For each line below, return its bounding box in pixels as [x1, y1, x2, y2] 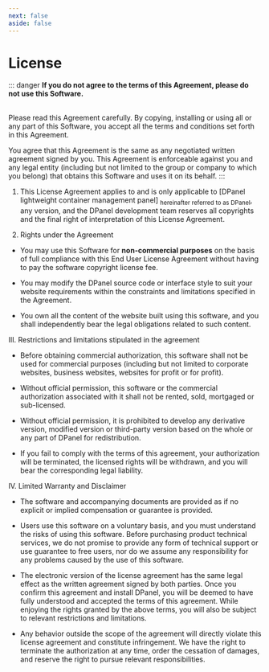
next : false [8, 11, 48, 20]
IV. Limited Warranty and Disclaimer [8, 481, 127, 491]
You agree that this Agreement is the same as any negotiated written [8, 145, 235, 155]
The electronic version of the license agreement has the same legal [19, 571, 243, 580]
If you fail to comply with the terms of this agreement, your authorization [19, 449, 260, 458]
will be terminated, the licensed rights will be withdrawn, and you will [19, 457, 248, 467]
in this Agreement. [8, 130, 70, 140]
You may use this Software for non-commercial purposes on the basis [19, 246, 255, 256]
